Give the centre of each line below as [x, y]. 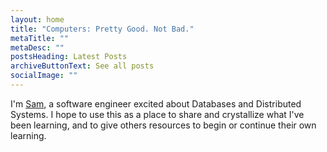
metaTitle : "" [40, 38]
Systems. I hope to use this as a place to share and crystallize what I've [157, 114]
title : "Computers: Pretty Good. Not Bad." [102, 29]
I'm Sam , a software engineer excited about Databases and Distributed [156, 103]
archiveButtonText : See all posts [82, 66]
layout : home [37, 19]
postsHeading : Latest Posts [69, 57]
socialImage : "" [44, 76]
